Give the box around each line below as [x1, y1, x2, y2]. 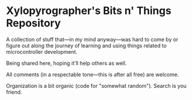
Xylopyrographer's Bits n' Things [6, 4, 171, 18]
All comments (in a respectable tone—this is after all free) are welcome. [6, 71, 179, 78]
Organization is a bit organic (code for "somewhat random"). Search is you [6, 82, 187, 89]
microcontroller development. [6, 48, 78, 55]
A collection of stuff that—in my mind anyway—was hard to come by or [6, 36, 178, 43]
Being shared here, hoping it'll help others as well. [6, 60, 127, 67]
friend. [6, 88, 22, 95]
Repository [6, 16, 61, 30]
